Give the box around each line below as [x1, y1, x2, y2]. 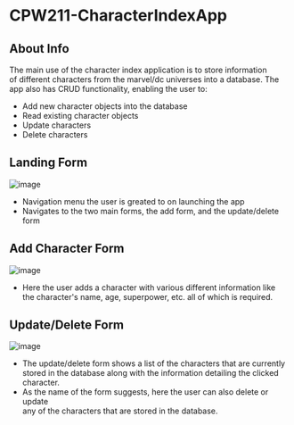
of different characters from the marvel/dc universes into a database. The [9, 74, 280, 85]
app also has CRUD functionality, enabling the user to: [9, 84, 208, 94]
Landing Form [9, 155, 87, 171]
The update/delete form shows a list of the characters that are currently [21, 358, 286, 369]
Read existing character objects [21, 111, 139, 121]
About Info [9, 41, 69, 56]
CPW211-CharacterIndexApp [9, 5, 227, 26]
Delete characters [21, 129, 88, 139]
